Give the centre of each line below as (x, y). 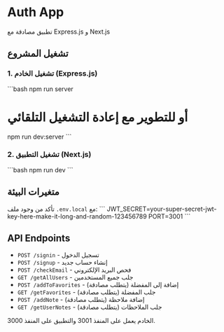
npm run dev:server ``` (40, 137)
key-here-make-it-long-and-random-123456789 (77, 216)
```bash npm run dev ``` (40, 170)
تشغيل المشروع (38, 54)
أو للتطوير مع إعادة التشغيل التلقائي (98, 117)
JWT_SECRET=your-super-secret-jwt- (162, 209)
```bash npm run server (40, 89)
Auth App (36, 12)
